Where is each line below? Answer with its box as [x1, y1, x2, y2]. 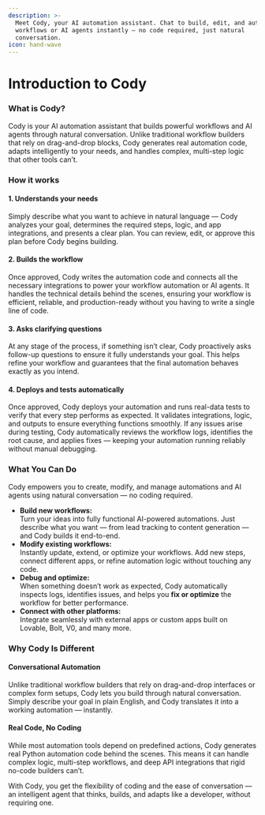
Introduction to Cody [8, 75, 147, 93]
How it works [8, 175, 60, 186]
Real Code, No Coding [8, 723, 82, 733]
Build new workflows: [19, 505, 93, 515]
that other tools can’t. [8, 155, 78, 164]
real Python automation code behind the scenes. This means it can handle [8, 749, 249, 758]
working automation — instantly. [8, 704, 113, 715]
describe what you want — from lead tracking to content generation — [19, 522, 249, 531]
